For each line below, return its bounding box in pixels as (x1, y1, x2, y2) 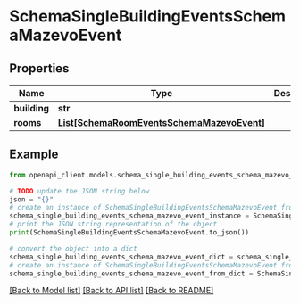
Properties (9, 61, 70, 76)
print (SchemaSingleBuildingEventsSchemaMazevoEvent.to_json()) (9, 228, 250, 237)
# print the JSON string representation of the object (9, 220, 218, 229)
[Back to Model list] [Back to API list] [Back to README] (9, 285, 214, 296)
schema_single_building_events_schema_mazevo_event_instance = (9, 211, 250, 220)
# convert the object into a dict (9, 243, 138, 253)
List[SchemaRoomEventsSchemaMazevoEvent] (57, 117, 265, 128)
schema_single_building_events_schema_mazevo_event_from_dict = (9, 269, 254, 278)
